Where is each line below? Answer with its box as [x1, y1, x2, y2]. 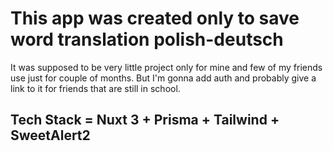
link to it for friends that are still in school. [10, 82, 181, 94]
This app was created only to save [10, 7, 300, 30]
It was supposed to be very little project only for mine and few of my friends [10, 61, 323, 73]
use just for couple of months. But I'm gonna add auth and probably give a [10, 72, 317, 84]
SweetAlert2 [10, 127, 91, 144]
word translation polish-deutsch [10, 28, 284, 51]
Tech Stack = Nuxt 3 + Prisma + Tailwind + [10, 112, 280, 129]
